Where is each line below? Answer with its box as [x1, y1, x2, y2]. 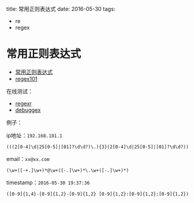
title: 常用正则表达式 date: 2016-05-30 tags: [6, 5, 116, 12]
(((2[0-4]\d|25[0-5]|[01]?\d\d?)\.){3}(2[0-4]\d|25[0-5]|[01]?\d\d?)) [6, 143, 189, 150]
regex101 [15, 75, 38, 82]
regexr [15, 100, 32, 107]
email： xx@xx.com [6, 155, 50, 162]
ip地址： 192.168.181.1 [6, 131, 63, 139]
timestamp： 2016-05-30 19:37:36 [6, 179, 90, 186]
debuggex [15, 106, 41, 114]
